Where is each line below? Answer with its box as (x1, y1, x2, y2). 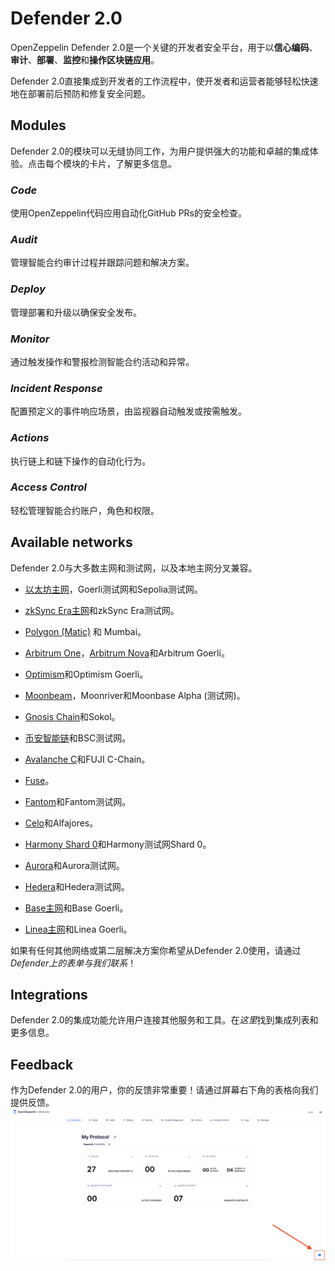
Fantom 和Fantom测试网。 (24, 795, 132, 807)
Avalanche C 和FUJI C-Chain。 (24, 753, 151, 765)
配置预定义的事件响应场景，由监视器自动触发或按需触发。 (10, 405, 247, 417)
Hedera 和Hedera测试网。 (24, 880, 130, 892)
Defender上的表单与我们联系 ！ (10, 957, 137, 969)
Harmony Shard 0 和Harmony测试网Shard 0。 (24, 838, 212, 850)
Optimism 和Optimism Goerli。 (24, 668, 149, 680)
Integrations (10, 987, 88, 1004)
